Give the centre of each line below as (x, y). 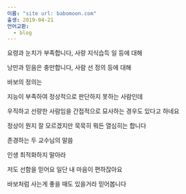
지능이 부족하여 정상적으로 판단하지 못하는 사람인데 (75, 97)
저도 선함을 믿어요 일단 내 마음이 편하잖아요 (65, 169)
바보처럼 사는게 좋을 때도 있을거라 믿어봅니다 (67, 184)
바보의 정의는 (25, 82)
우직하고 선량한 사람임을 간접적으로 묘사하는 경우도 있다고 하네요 (93, 111)
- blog (23, 33)
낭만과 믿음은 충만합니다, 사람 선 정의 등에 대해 (69, 68)
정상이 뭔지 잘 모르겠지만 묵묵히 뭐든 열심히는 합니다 (77, 126)
